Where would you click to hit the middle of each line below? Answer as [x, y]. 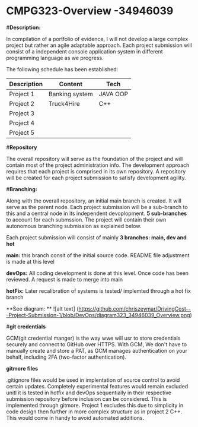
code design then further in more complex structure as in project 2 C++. [94, 412]
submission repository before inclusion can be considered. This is [87, 398]
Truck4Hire [64, 103]
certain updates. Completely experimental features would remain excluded [97, 386]
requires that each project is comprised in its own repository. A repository [96, 171]
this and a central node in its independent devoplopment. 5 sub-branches [97, 213]
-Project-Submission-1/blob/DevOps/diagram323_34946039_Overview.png [98, 315]
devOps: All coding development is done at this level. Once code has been [97, 273]
